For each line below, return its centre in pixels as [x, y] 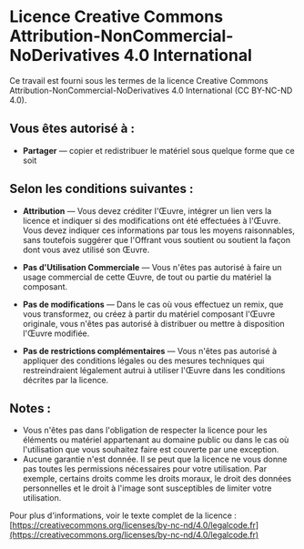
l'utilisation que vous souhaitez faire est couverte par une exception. [151, 450]
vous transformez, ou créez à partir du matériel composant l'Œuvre [149, 314]
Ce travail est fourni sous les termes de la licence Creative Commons [139, 80]
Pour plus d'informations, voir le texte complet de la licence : [123, 515]
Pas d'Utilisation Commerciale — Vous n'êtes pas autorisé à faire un [152, 267]
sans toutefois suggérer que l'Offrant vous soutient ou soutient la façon [157, 239]
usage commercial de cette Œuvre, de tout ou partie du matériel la [147, 277]
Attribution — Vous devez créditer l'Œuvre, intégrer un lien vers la [147, 210]
